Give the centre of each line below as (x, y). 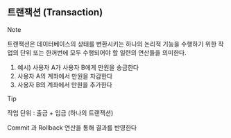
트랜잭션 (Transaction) (55, 12)
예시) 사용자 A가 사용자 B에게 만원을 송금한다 (78, 67)
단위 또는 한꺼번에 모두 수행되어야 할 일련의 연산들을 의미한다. (103, 52)
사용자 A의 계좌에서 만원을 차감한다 (65, 76)
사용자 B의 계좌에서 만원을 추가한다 (65, 85)
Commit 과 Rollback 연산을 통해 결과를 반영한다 (72, 128)
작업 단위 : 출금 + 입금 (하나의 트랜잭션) (60, 112)
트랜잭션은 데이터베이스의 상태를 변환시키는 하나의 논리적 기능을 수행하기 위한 (112, 44)
